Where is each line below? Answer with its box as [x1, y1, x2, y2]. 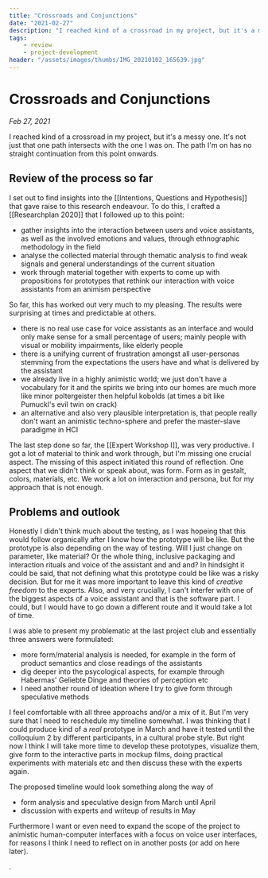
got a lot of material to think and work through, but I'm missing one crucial [9, 448, 251, 458]
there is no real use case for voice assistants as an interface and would [20, 323, 254, 333]
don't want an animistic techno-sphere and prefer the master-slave [20, 416, 241, 426]
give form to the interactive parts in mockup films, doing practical [9, 750, 223, 760]
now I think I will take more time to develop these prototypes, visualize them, [9, 741, 259, 751]
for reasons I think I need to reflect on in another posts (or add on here [9, 838, 240, 848]
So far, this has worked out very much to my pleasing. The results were [9, 300, 243, 309]
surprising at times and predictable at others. [9, 307, 157, 318]
